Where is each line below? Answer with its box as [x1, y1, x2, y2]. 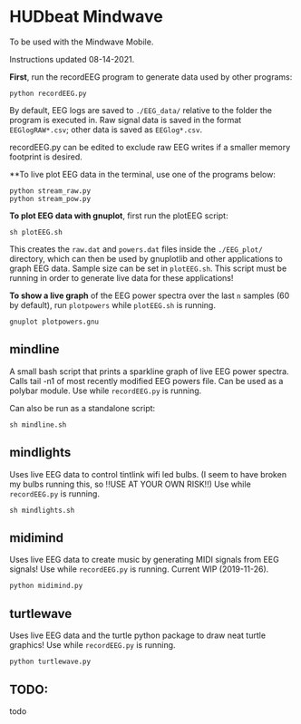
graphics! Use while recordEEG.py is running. [9, 640, 176, 651]
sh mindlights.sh [9, 506, 75, 515]
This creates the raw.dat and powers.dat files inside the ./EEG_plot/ [9, 243, 263, 255]
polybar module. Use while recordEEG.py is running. [9, 385, 202, 396]
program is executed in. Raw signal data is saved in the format [9, 114, 242, 125]
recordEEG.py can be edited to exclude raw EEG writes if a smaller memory [9, 141, 291, 152]
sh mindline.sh [9, 420, 67, 430]
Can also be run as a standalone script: [9, 402, 156, 413]
